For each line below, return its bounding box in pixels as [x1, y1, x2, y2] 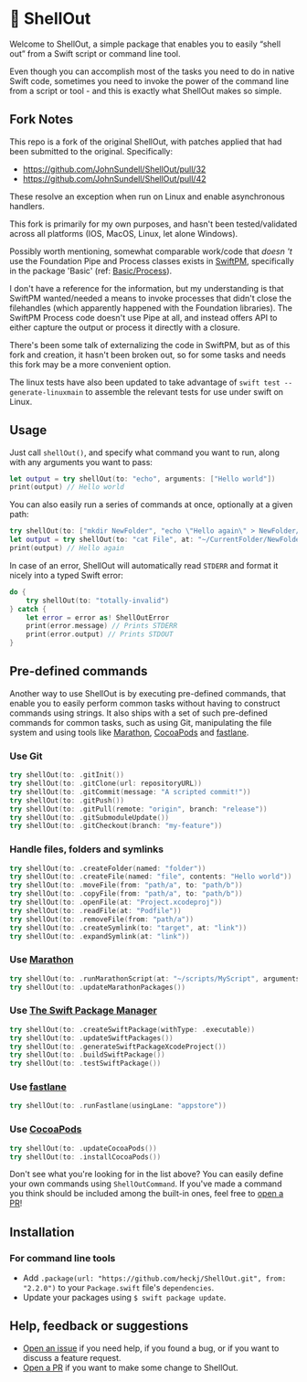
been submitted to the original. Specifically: [9, 145, 174, 156]
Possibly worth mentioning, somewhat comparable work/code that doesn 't [9, 246, 292, 257]
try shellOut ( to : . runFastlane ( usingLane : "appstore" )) [9, 1101, 227, 1111]
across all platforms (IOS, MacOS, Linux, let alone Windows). [9, 228, 238, 239]
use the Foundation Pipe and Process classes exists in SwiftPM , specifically [9, 255, 294, 266]
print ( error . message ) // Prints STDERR [26, 622, 178, 631]
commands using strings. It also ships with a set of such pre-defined [9, 707, 268, 718]
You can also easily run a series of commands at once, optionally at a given [9, 499, 293, 510]
